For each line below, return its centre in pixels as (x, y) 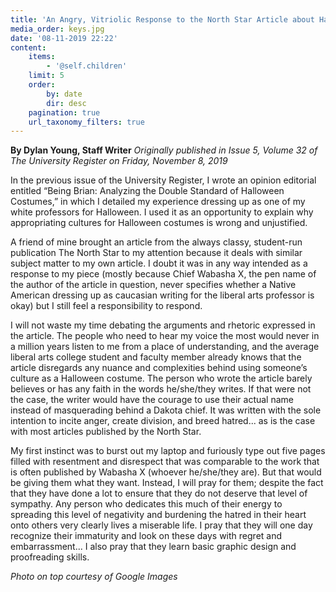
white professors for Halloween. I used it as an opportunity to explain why (162, 212)
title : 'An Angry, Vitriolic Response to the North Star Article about (162, 19)
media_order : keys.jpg (57, 29)
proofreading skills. (50, 557)
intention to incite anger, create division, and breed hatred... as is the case (163, 421)
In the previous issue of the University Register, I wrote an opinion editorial (163, 180)
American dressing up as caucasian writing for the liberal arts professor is (162, 295)
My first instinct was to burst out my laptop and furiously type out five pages (168, 451)
